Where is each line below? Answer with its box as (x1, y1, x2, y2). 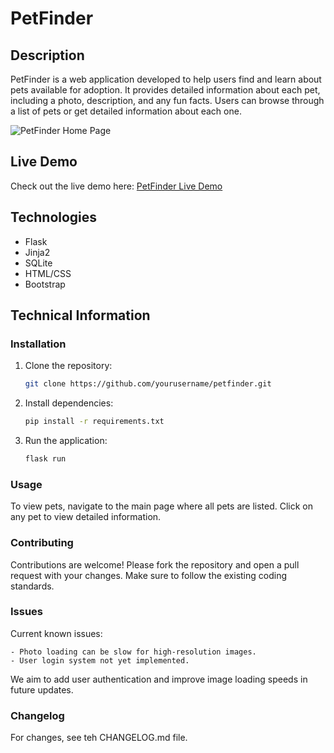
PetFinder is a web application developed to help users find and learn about (10, 73, 322, 85)
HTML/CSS (24, 267, 72, 279)
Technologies (10, 209, 98, 226)
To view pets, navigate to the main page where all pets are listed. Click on (10, 500, 313, 512)
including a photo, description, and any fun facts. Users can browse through (10, 95, 325, 106)
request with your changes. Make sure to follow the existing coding (10, 569, 288, 581)
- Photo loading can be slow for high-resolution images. (10, 647, 257, 657)
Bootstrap (24, 278, 66, 290)
